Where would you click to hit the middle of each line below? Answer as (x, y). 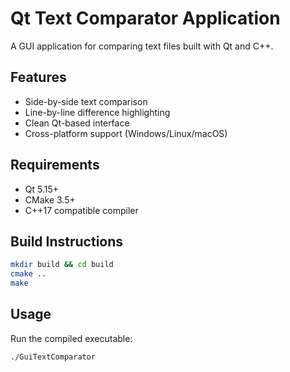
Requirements (55, 165)
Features (38, 77)
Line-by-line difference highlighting (97, 112)
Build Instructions (67, 241)
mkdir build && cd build (62, 265)
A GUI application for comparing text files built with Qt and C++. (142, 46)
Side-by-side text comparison (86, 101)
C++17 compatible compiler (81, 210)
